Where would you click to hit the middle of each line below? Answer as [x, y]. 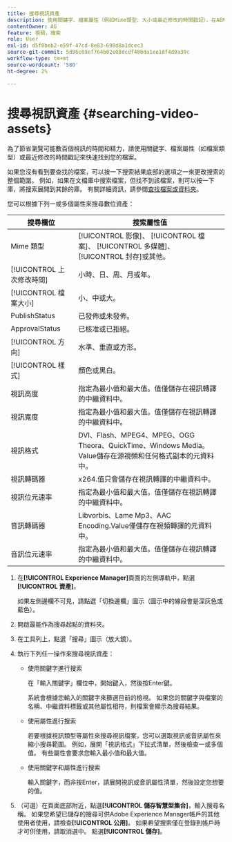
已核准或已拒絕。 [106, 329]
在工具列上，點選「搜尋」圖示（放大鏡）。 [76, 639]
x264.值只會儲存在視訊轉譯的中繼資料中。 [147, 479]
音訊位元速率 [32, 554]
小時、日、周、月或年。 [116, 275]
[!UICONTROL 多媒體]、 [135, 246]
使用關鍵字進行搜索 [55, 668]
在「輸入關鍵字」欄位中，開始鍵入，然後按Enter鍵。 [101, 683]
